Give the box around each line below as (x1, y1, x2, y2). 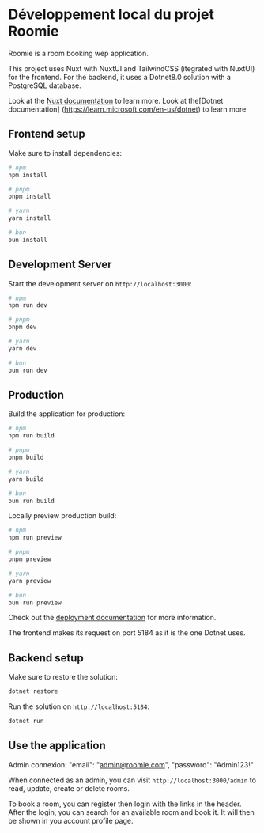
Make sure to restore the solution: (8, 672, 119, 682)
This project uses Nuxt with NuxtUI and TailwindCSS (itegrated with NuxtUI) (8, 63, 255, 73)
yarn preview (8, 577, 51, 585)
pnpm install (8, 192, 51, 201)
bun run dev (8, 366, 47, 374)
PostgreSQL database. (8, 81, 81, 90)
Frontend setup (8, 127, 85, 141)
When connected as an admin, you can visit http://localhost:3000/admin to (8, 775, 257, 785)
